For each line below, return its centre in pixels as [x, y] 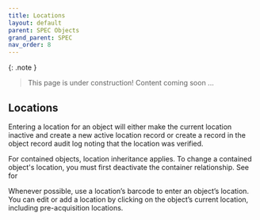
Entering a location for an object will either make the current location [120, 127]
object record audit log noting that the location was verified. [106, 143]
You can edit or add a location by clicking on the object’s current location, [128, 199]
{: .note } [23, 67]
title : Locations [37, 15]
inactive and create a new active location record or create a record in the [127, 135]
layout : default [35, 23]
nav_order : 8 [30, 45]
